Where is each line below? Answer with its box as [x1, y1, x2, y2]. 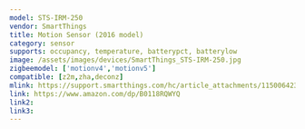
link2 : [9, 97, 34, 107]
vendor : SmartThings [9, 22, 88, 31]
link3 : [9, 106, 34, 115]
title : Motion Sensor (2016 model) [9, 30, 144, 39]
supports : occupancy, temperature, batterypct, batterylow [9, 47, 238, 56]
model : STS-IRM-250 [9, 13, 84, 23]
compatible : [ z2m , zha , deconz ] [9, 73, 124, 82]
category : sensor [9, 38, 75, 48]
